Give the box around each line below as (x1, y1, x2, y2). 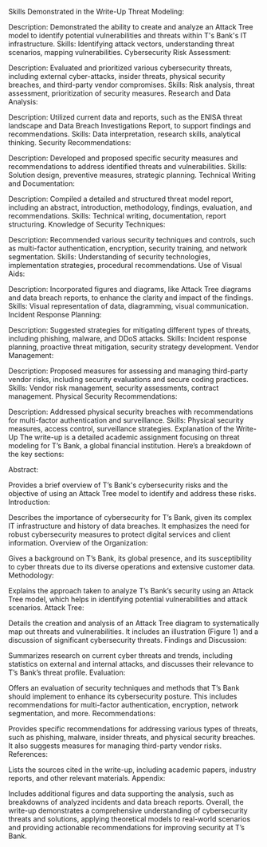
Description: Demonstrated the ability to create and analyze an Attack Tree (8, 22, 253, 31)
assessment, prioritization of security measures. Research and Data (8, 89, 231, 98)
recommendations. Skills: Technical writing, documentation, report (8, 211, 226, 220)
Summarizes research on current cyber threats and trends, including (8, 651, 234, 660)
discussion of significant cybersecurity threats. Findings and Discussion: (8, 636, 247, 644)
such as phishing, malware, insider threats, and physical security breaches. (8, 733, 256, 742)
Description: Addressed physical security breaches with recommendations (8, 407, 253, 416)
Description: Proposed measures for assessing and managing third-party (8, 366, 249, 376)
